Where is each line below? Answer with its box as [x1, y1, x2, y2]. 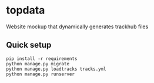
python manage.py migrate [6, 61, 69, 67]
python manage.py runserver [6, 71, 75, 77]
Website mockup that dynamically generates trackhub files [6, 23, 149, 30]
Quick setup [6, 40, 52, 50]
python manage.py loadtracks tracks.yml [6, 66, 107, 72]
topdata [6, 4, 45, 17]
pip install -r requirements [6, 55, 78, 62]
